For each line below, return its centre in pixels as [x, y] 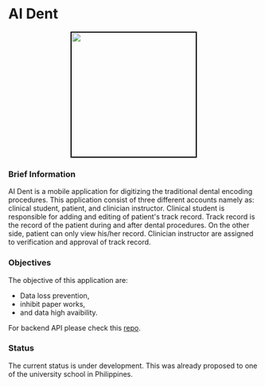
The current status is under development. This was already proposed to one [133, 366]
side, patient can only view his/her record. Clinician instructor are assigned [131, 234]
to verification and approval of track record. [80, 242]
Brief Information [42, 174]
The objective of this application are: [68, 280]
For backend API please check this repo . [74, 327]
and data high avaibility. [58, 312]
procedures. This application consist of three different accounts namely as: [131, 200]
